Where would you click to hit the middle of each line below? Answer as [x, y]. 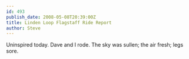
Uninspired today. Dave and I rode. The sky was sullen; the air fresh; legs [95, 45]
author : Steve [24, 28]
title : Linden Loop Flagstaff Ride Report [59, 22]
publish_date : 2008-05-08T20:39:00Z [51, 17]
